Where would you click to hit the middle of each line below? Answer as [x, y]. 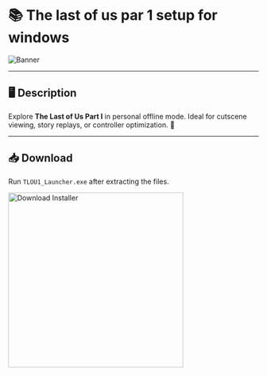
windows [39, 38]
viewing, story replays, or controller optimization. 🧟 [91, 125]
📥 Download [41, 159]
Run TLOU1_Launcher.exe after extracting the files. [89, 181]
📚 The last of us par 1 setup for [113, 16]
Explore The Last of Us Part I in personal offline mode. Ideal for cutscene [128, 116]
